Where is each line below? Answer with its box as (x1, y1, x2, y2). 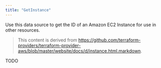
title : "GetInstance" (5, 7, 51, 13)
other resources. (5, 27, 40, 33)
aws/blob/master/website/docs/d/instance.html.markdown (17, 48, 141, 54)
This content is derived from (17, 37, 77, 43)
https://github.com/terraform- (78, 37, 141, 43)
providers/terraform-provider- (17, 42, 81, 49)
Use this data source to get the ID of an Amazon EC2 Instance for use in (5, 21, 156, 28)
